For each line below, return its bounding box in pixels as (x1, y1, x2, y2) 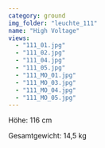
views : (8, 34, 30, 42)
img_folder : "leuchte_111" (8, 19, 98, 27)
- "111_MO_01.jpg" (15, 71, 77, 79)
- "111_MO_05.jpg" (15, 94, 77, 102)
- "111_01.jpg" (15, 42, 66, 50)
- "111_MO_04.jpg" (15, 86, 77, 94)
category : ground (8, 11, 66, 20)
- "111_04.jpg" (15, 57, 66, 65)
